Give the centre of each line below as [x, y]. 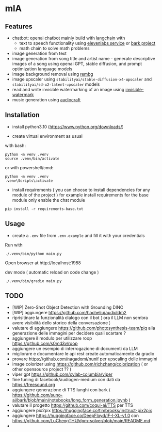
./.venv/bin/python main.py [33, 254]
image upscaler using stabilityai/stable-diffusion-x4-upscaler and [82, 79]
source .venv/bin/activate [32, 159]
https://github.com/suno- [37, 395]
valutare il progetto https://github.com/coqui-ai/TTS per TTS [73, 405]
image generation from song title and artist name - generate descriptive [84, 58]
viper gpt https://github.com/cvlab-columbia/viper [62, 374]
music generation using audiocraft [46, 100]
